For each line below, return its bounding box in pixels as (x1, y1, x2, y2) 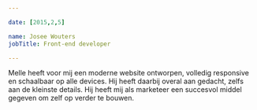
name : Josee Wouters (8, 32, 76, 40)
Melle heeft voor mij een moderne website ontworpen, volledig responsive (8, 68, 250, 78)
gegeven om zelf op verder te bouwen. (8, 93, 135, 103)
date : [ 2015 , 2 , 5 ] (8, 18, 65, 26)
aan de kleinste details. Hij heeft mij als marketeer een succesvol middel (8, 85, 242, 94)
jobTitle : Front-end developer (8, 40, 111, 48)
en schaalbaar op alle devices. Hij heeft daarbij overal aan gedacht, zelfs (8, 76, 244, 86)
